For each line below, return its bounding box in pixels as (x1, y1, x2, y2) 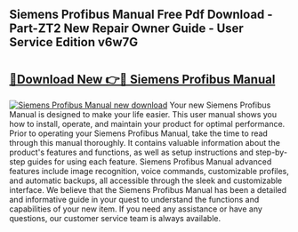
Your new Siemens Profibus (169, 100, 271, 110)
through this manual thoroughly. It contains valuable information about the (9, 138, 280, 148)
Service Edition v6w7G (9, 35, 139, 50)
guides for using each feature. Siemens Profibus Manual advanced (27, 156, 272, 167)
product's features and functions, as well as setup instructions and (9, 147, 254, 157)
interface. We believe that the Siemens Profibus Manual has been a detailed (9, 185, 287, 195)
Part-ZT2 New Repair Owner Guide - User (9, 21, 245, 36)
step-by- (254, 147, 287, 157)
